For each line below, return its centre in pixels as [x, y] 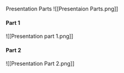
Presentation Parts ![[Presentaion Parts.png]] [62, 9]
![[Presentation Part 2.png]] [40, 64]
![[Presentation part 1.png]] [40, 36]
